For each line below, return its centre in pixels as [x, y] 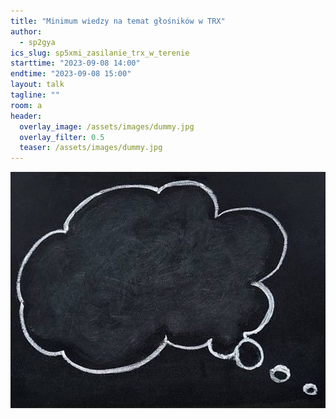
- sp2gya [37, 42]
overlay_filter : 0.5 [62, 137]
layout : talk [37, 85]
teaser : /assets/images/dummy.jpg [91, 148]
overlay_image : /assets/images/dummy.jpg [107, 126]
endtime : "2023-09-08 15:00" [71, 74]
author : [26, 31]
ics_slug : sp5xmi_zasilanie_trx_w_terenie [100, 53]
